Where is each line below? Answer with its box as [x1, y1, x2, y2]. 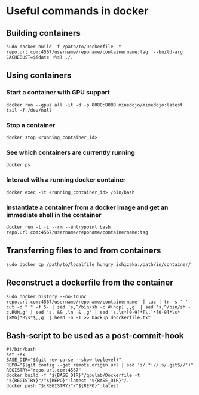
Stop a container [6, 121, 56, 129]
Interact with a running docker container [6, 176, 126, 184]
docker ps [6, 162, 31, 168]
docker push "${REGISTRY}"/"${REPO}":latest [6, 383, 119, 389]
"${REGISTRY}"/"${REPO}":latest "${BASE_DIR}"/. [6, 378, 130, 384]
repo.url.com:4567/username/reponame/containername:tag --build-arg [6, 49, 183, 55]
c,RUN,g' [6, 309, 28, 315]
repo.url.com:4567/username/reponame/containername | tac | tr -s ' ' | [6, 299, 194, 305]
